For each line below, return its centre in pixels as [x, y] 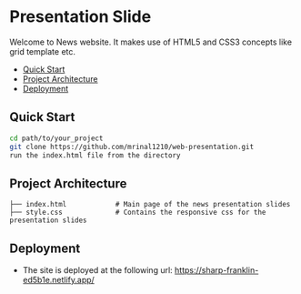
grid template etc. [42, 51]
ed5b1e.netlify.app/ [59, 280]
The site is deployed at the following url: [97, 270]
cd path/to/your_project [56, 138]
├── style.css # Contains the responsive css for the [138, 213]
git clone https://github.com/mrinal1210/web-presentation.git [132, 147]
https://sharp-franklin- [216, 270]
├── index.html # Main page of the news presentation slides [150, 205]
